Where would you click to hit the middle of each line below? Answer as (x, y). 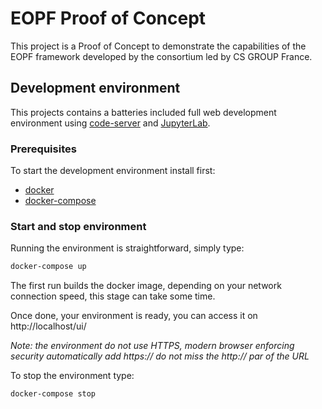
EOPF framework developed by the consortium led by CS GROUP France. (161, 56)
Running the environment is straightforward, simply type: (127, 248)
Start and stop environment (78, 226)
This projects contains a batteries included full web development (143, 112)
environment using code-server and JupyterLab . (110, 123)
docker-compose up (48, 267)
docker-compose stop (53, 394)
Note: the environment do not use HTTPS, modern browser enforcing (152, 346)
